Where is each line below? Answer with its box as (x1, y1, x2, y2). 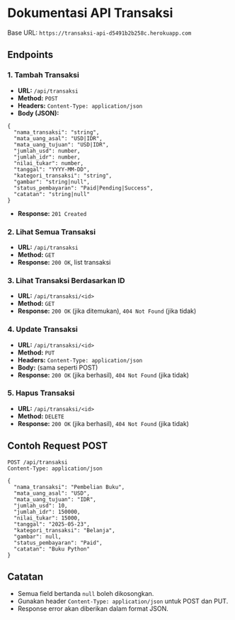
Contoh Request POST (7, 440, 108, 452)
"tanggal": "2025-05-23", (13, 520, 91, 528)
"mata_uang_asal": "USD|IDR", (13, 134, 103, 142)
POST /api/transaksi (7, 459, 69, 466)
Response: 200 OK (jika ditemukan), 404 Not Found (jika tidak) (17, 306, 197, 316)
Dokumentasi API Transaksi (7, 5, 173, 21)
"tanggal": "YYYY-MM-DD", (13, 166, 91, 173)
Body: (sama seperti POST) (17, 363, 98, 372)
